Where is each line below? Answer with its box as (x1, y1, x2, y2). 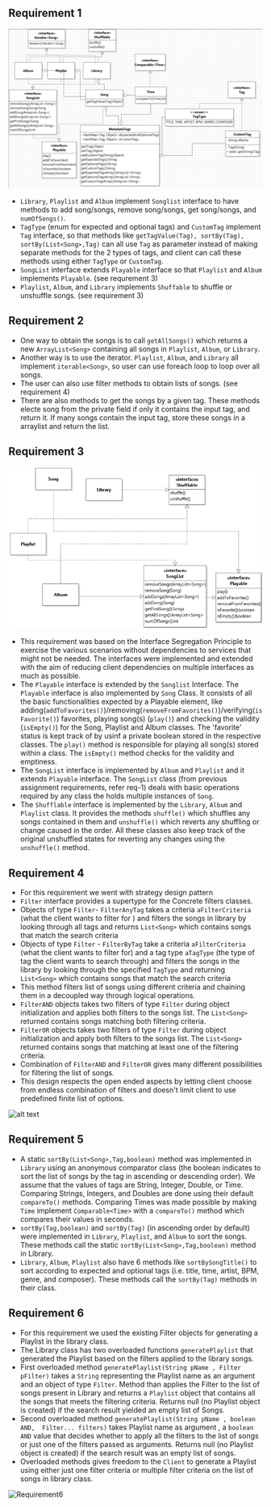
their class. (19, 1282, 57, 1292)
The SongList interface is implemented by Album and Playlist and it (19, 765, 244, 775)
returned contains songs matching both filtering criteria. (19, 1016, 206, 1025)
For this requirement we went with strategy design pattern (19, 887, 214, 897)
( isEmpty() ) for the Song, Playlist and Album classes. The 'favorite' (19, 722, 242, 732)
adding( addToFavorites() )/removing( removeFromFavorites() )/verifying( (19, 705, 256, 715)
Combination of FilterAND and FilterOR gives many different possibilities (19, 1059, 263, 1069)
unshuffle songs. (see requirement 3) (19, 290, 144, 300)
